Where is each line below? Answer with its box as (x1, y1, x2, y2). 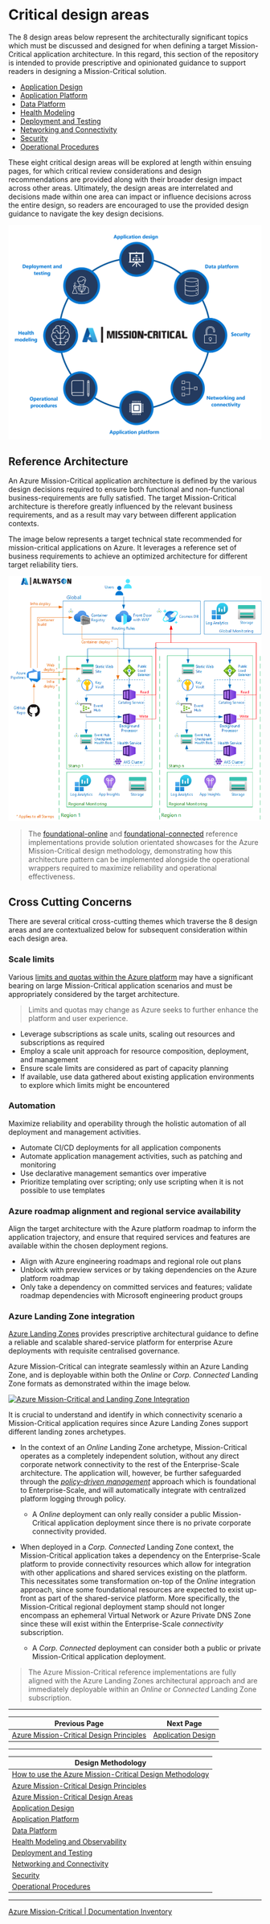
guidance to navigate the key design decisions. (8, 208, 165, 218)
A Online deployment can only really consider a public (31, 1510, 211, 1519)
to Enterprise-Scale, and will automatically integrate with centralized (19, 1485, 247, 1495)
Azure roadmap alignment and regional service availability (8, 1205, 241, 1217)
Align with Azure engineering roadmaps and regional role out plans (19, 1257, 242, 1267)
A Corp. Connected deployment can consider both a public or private (31, 1643, 261, 1653)
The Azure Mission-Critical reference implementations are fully (27, 1667, 237, 1677)
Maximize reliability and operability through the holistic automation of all (8, 1119, 247, 1128)
